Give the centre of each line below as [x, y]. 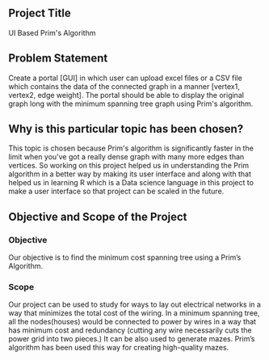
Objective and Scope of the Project [98, 216]
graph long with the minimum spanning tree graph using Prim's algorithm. [131, 104]
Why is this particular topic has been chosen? [126, 129]
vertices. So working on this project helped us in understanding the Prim [128, 166]
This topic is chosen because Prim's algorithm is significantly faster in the [131, 148]
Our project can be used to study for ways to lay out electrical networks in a [134, 305]
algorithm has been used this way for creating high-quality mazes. [119, 348]
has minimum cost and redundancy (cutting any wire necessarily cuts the [130, 330]
